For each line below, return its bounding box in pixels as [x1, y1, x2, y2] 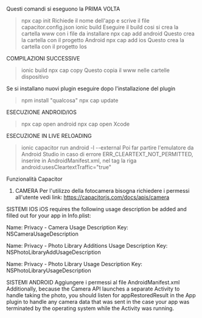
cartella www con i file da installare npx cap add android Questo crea [21, 30, 195, 37]
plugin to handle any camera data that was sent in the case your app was [6, 298, 190, 305]
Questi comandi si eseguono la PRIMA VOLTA [6, 5, 120, 12]
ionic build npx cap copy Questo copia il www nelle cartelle [21, 67, 170, 74]
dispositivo [21, 73, 49, 80]
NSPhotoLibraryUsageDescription [6, 267, 91, 274]
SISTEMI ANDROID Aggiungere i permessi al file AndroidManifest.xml [6, 279, 180, 286]
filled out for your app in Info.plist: [6, 212, 91, 219]
